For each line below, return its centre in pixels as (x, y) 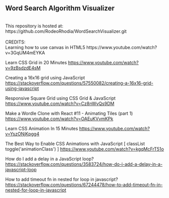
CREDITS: (15, 42)
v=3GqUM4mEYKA (25, 53)
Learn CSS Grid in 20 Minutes (36, 62)
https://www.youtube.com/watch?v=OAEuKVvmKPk (59, 119)
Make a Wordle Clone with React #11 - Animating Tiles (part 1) (69, 113)
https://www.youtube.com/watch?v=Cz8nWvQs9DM (60, 104)
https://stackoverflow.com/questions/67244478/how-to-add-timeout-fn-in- (84, 184)
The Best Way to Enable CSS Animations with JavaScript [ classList (75, 143)
